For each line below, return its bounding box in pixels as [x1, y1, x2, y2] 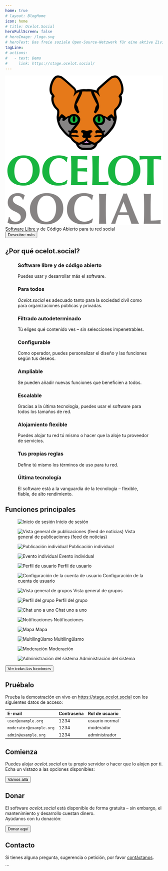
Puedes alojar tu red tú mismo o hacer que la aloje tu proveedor [17, 432, 149, 439]
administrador [87, 731, 116, 738]
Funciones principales [5, 506, 76, 514]
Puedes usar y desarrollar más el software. [17, 273, 106, 279]
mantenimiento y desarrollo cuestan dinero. [5, 810, 95, 816]
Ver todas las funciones [7, 666, 51, 671]
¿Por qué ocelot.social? [5, 247, 80, 255]
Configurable [17, 338, 51, 345]
